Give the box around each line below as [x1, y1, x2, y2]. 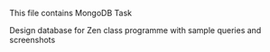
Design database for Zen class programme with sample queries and [9, 25, 262, 35]
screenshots [9, 35, 56, 45]
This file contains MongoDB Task [9, 8, 133, 18]
